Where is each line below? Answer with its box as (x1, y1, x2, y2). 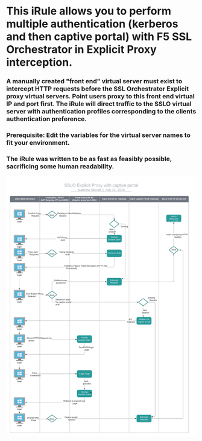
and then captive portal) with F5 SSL (6, 30, 192, 43)
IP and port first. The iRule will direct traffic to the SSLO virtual (6, 100, 192, 108)
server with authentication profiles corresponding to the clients (6, 107, 197, 116)
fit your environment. (6, 139, 70, 147)
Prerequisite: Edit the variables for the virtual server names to (6, 131, 191, 139)
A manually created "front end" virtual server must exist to (6, 77, 183, 86)
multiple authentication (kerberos (6, 17, 178, 31)
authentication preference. (6, 115, 87, 123)
